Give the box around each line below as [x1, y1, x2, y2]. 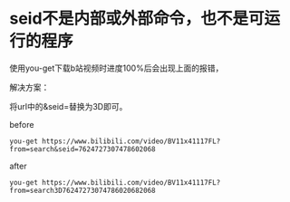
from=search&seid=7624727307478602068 [9, 144, 156, 154]
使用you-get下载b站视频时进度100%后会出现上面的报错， [9, 63, 224, 73]
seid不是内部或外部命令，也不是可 [9, 8, 265, 29]
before [9, 119, 34, 130]
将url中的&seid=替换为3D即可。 [9, 101, 128, 111]
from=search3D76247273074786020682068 [9, 186, 156, 195]
